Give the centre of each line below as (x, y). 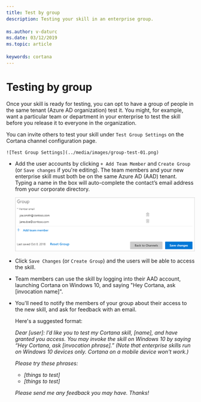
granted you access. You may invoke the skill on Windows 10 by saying (103, 339)
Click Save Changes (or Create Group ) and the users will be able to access (105, 261)
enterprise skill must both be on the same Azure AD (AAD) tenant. (96, 176)
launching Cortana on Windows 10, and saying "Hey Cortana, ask (95, 285)
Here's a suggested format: (48, 321)
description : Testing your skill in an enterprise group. (80, 19)
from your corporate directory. (52, 189)
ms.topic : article (29, 44)
